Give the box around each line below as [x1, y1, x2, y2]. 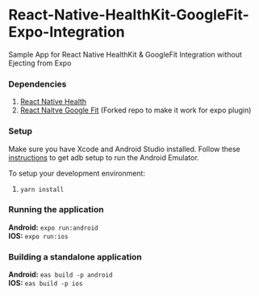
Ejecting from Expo [8, 58, 72, 68]
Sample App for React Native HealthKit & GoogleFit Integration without [8, 49, 242, 59]
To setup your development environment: [8, 168, 145, 178]
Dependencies [8, 78, 67, 90]
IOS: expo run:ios [8, 230, 69, 240]
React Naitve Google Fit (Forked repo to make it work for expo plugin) [19, 105, 252, 115]
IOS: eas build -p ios [8, 278, 83, 288]
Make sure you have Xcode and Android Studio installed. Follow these [8, 144, 240, 154]
